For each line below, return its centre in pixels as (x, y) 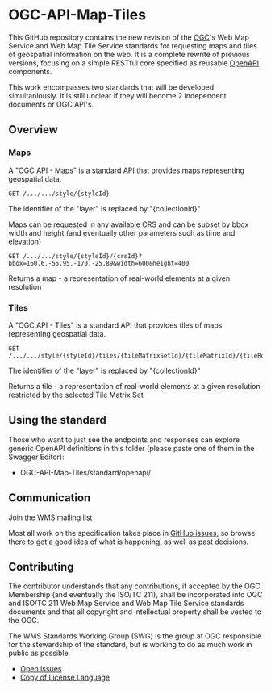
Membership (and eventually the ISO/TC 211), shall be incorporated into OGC (135, 595)
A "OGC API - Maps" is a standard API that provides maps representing (126, 170)
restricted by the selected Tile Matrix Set (76, 395)
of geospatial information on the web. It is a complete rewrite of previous (129, 54)
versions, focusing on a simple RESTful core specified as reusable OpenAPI (134, 63)
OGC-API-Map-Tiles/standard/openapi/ (85, 472)
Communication (50, 498)
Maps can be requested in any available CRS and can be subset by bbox (129, 224)
